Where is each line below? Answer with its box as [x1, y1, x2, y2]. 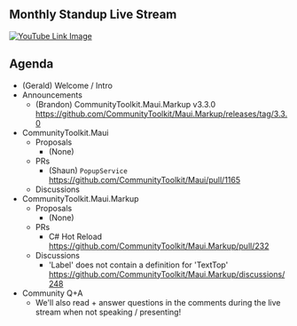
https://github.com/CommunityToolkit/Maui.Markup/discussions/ [48, 268, 285, 279]
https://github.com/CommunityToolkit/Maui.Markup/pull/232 [48, 240, 270, 251]
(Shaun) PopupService [48, 164, 129, 176]
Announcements [21, 89, 82, 100]
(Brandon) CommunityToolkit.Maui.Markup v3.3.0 [35, 99, 216, 109]
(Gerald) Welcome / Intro [21, 80, 113, 91]
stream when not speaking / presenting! [35, 306, 182, 317]
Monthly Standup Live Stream [9, 7, 177, 22]
